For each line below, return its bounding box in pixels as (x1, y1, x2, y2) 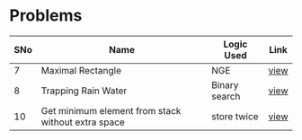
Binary (210, 78, 239, 91)
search (210, 90, 241, 102)
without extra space (40, 116, 126, 128)
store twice (210, 109, 259, 122)
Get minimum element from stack (40, 104, 182, 117)
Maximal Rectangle (40, 64, 121, 76)
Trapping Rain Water (40, 84, 128, 97)
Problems (9, 5, 83, 26)
